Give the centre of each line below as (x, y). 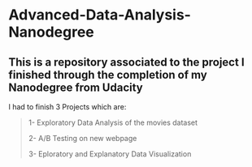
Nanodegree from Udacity (76, 87)
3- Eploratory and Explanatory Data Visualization (110, 154)
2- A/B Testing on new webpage (83, 138)
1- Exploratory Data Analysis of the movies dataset (113, 122)
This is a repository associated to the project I (127, 62)
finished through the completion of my (108, 75)
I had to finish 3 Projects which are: (67, 107)
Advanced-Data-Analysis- (100, 15)
